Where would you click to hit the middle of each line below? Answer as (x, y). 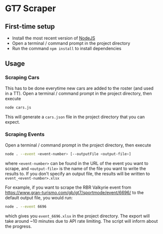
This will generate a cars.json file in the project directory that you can (75, 117)
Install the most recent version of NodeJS (54, 38)
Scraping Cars (22, 77)
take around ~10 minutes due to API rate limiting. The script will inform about (81, 221)
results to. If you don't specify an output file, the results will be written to (78, 174)
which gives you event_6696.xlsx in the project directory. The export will (77, 216)
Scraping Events (25, 134)
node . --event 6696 (26, 207)
